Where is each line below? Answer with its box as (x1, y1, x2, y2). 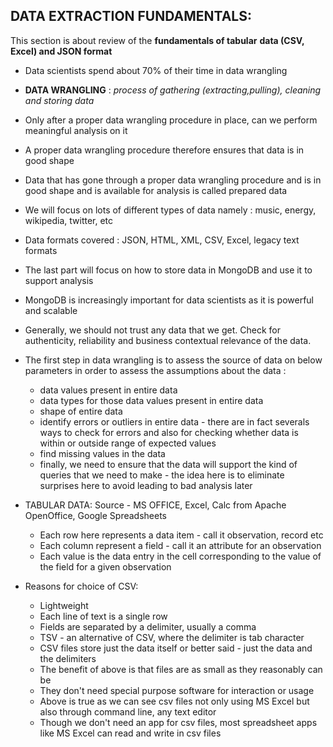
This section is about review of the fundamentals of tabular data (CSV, (10, 34, 305, 46)
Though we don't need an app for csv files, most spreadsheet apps (39, 716, 318, 728)
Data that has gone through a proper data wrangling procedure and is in (24, 174, 322, 186)
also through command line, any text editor (39, 705, 217, 718)
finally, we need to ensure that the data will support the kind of (39, 458, 298, 470)
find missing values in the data (39, 447, 166, 459)
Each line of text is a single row (39, 610, 168, 622)
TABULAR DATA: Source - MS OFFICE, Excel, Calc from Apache (24, 499, 287, 511)
